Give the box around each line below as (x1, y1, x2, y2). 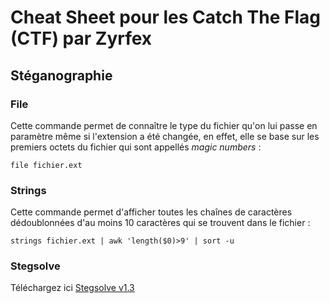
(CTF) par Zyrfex (10, 27, 153, 50)
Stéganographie (10, 67, 113, 84)
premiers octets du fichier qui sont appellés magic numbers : (10, 141, 262, 153)
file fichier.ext (10, 160, 83, 170)
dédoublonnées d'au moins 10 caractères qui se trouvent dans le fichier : (10, 217, 311, 229)
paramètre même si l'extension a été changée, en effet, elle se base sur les (10, 130, 320, 142)
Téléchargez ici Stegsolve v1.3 (10, 282, 135, 294)
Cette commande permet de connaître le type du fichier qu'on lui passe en (10, 119, 318, 131)
